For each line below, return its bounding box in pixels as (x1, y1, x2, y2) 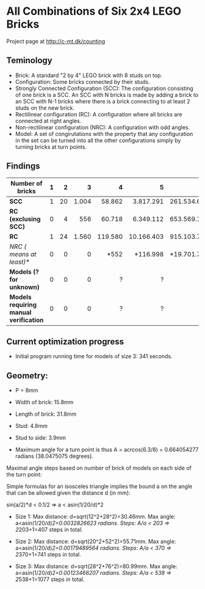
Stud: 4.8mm (15, 422, 48, 430)
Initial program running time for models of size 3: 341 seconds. (15, 353, 173, 360)
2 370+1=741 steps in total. (15, 551, 81, 558)
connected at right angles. (15, 117, 82, 124)
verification (9, 315, 44, 324)
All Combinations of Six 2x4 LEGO (6, 4, 182, 18)
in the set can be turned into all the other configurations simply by (15, 137, 181, 144)
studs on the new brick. (15, 104, 75, 111)
